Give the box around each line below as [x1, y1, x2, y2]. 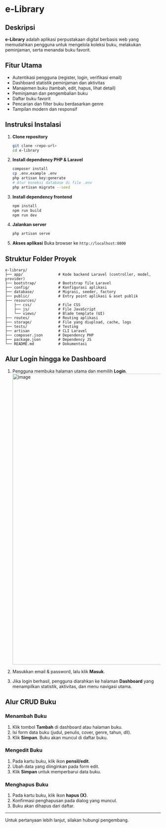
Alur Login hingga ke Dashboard [5, 355, 106, 363]
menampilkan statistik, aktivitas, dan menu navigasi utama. [12, 683, 132, 689]
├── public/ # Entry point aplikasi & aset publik [5, 294, 138, 299]
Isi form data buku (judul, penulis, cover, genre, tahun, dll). [12, 729, 131, 735]
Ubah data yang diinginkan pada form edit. [12, 763, 100, 769]
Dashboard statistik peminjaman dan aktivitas [12, 79, 105, 85]
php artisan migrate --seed [12, 185, 70, 190]
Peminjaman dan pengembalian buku [12, 90, 88, 96]
